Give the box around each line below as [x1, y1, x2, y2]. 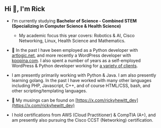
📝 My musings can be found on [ [11, 97, 77, 103]
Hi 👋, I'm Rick [4, 5, 45, 13]
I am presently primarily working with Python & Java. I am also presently [11, 72, 157, 78]
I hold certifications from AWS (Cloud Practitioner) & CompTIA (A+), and [11, 112, 156, 118]
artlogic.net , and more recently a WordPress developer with [11, 52, 131, 58]
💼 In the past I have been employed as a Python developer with [11, 47, 138, 53]
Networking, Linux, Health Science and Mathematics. [18, 38, 126, 43]
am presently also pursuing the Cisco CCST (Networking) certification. [11, 117, 154, 123]
